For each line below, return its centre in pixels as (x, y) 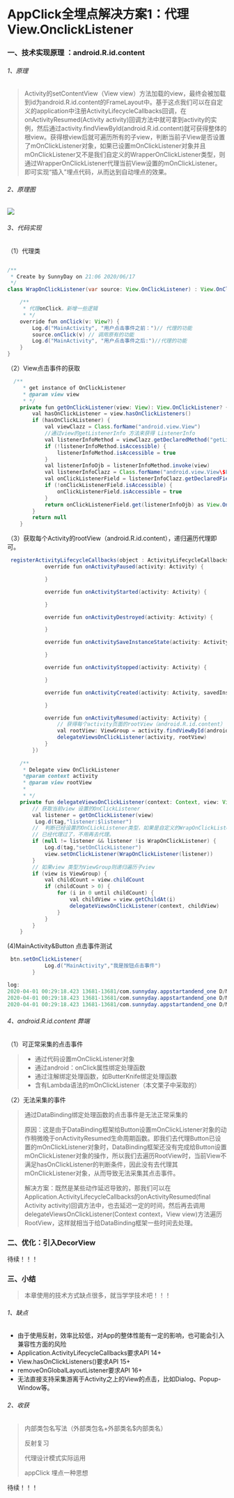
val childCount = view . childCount (94, 880)
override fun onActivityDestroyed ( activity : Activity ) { (129, 617)
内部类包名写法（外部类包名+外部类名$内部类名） (95, 1428)
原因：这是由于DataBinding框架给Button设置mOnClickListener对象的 (122, 1129)
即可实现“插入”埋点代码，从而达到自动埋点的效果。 (97, 172)
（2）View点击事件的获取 (44, 368)
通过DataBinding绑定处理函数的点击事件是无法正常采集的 (106, 1114)
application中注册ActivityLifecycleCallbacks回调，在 (111, 111)
